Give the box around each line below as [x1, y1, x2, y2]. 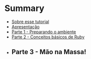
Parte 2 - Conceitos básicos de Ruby [11, 34, 85, 40]
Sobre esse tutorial [11, 19, 49, 24]
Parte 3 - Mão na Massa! [11, 48, 86, 56]
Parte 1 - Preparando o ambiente [11, 29, 77, 35]
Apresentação [11, 24, 39, 29]
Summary [4, 3, 44, 14]
